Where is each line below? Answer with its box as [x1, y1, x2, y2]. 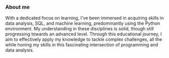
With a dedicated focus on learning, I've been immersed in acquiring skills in [5, 15, 164, 21]
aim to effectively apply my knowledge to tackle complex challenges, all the [5, 36, 162, 42]
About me [5, 4, 30, 11]
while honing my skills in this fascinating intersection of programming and [5, 42, 158, 48]
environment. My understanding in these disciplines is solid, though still [5, 26, 154, 32]
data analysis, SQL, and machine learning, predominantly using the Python [5, 20, 160, 26]
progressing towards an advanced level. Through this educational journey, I [5, 31, 162, 37]
